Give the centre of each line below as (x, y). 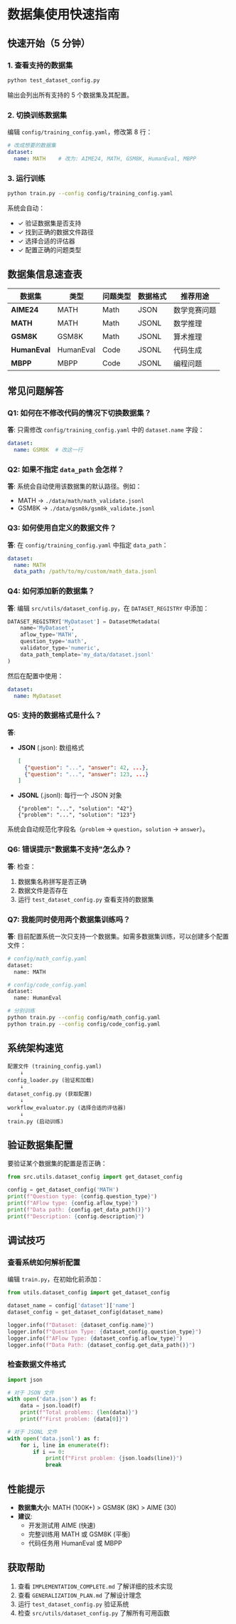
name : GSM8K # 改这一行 (48, 450)
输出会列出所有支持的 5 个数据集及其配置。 (70, 95)
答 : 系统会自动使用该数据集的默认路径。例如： (75, 486)
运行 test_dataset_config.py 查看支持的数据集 (86, 899)
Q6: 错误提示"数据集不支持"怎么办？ (70, 850)
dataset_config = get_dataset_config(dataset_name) (85, 1312)
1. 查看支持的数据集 (40, 65)
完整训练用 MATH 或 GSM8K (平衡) (79, 1534)
